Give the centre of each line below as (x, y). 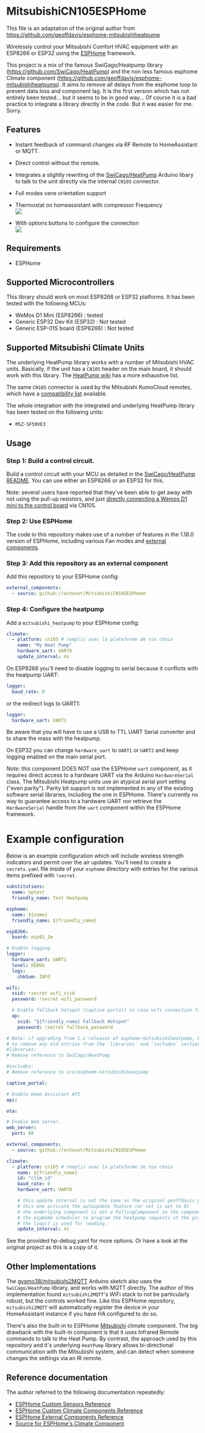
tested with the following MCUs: (47, 304)
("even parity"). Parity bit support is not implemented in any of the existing (100, 788)
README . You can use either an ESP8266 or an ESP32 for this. (85, 480)
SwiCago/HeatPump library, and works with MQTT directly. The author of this (100, 1288)
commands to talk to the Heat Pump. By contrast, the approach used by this (102, 1339)
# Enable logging (28, 948)
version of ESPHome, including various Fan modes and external (86, 541)
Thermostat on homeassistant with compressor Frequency (89, 205)
